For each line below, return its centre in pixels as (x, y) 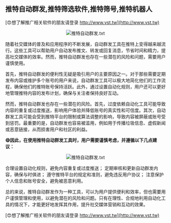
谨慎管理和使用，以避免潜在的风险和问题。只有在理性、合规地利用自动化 (85, 198)
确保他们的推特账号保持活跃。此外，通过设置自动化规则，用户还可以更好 (90, 87)
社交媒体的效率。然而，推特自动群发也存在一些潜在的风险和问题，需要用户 (88, 57)
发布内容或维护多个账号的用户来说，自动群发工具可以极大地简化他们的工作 (83, 80)
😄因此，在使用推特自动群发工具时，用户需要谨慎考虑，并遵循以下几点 (79, 140)
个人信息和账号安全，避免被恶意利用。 (45, 181)
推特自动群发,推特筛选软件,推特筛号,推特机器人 (79, 9)
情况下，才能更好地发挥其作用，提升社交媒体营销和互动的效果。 (81, 204)
